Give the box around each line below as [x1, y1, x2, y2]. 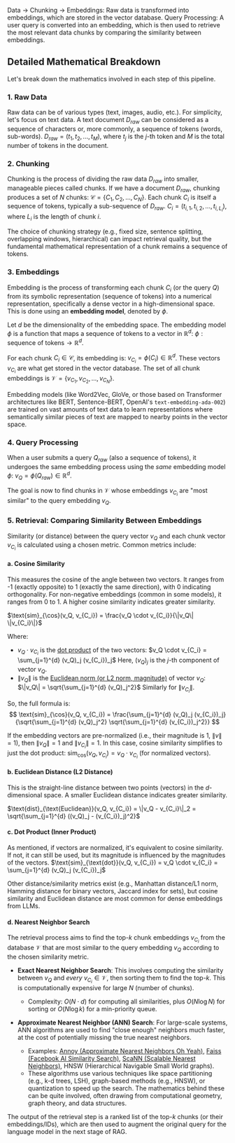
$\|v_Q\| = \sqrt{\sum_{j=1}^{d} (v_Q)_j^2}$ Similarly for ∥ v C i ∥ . [17, 683, 195, 694]
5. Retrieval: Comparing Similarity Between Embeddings [7, 515, 202, 525]
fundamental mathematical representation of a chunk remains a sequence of [7, 242, 228, 251]
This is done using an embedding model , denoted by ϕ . [7, 307, 169, 316]
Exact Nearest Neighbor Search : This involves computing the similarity [17, 966, 224, 975]
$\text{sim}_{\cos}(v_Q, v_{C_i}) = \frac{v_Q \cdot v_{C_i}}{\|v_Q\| [7, 611, 194, 619]
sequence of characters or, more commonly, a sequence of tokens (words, [7, 124, 222, 133]
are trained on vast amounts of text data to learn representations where [7, 405, 213, 413]
